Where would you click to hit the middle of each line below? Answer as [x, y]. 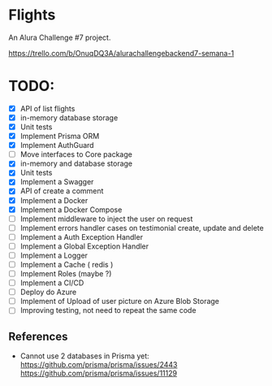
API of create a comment [62, 191]
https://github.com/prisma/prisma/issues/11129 [98, 373]
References [38, 336]
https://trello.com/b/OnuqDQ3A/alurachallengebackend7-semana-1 [121, 53]
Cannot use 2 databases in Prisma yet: [85, 356]
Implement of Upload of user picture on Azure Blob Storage [120, 301]
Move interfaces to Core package [76, 154]
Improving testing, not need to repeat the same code [108, 310]
